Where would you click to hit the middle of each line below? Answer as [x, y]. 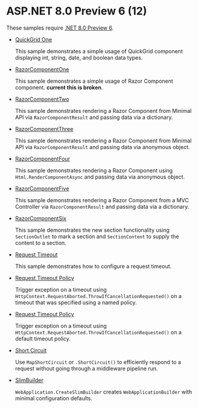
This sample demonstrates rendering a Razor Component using [94, 170]
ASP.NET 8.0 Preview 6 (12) [77, 11]
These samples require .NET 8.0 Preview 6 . [60, 28]
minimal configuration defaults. [53, 398]
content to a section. [40, 243]
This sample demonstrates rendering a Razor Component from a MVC [102, 200]
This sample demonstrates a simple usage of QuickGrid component [99, 51]
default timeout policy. [43, 339]
